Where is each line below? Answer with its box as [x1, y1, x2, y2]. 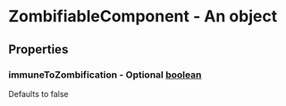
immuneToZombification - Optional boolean [8, 69, 202, 81]
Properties [8, 42, 69, 57]
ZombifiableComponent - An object [8, 6, 278, 27]
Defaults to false [8, 88, 69, 99]
